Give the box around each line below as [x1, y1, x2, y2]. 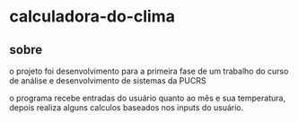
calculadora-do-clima [9, 6, 175, 27]
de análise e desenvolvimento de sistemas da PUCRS [9, 75, 206, 86]
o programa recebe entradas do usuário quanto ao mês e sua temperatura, [9, 92, 285, 103]
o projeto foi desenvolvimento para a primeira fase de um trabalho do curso [9, 65, 289, 76]
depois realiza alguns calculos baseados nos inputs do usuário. [9, 102, 244, 113]
